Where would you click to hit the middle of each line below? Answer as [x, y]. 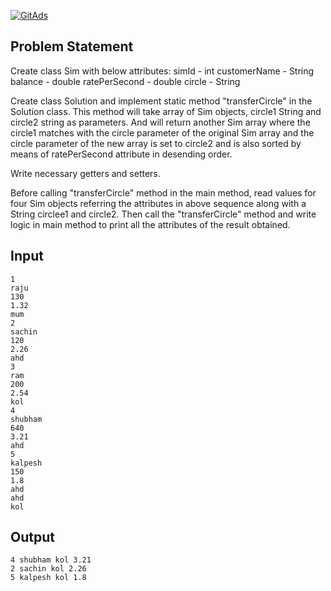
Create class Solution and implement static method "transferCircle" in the [161, 101]
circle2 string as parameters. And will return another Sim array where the [160, 122]
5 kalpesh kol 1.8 [48, 578]
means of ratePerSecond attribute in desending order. [121, 154]
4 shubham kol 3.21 [51, 560]
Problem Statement [72, 46]
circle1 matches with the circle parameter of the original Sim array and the [162, 132]
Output [32, 537]
